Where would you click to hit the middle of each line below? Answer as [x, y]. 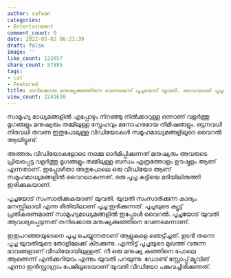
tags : [15, 71]
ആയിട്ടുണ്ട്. [22, 140]
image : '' [21, 52]
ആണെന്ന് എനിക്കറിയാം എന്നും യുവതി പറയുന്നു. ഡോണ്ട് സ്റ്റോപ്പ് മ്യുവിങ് [108, 259]
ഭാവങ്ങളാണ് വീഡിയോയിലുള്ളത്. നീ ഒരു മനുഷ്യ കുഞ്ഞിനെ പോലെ [101, 251]
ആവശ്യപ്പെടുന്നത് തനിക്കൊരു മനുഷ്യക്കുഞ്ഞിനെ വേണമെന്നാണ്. [98, 222]
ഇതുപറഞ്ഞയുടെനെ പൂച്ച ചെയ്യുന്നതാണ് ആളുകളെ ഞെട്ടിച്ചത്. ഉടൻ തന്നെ [111, 236]
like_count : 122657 [35, 59]
